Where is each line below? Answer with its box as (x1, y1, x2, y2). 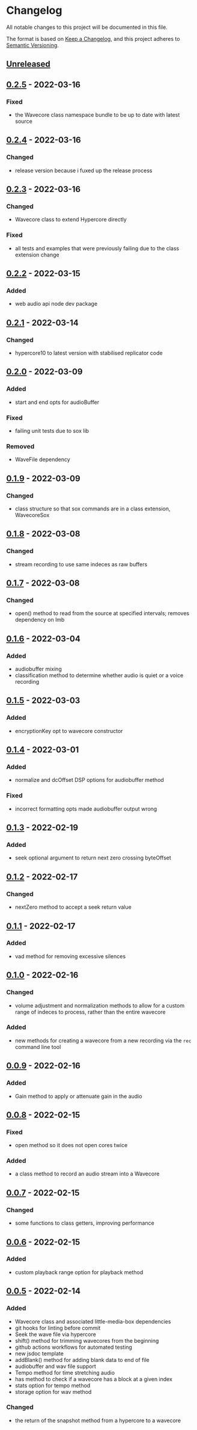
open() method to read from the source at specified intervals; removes (14, 610, 190, 617)
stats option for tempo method (14, 1382, 91, 1389)
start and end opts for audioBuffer (14, 398, 100, 406)
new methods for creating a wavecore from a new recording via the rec (14, 1036, 192, 1044)
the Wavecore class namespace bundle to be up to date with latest (14, 111, 180, 119)
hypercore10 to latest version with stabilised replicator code (14, 350, 163, 357)
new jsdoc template (14, 1349, 64, 1357)
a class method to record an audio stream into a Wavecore (14, 1170, 160, 1177)
